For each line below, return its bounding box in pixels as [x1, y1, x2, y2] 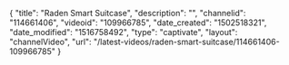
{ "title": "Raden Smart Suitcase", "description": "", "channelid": [9, 8, 246, 18]
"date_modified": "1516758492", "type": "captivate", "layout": [9, 27, 238, 37]
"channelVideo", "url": [9, 36, 93, 47]
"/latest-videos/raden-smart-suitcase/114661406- [94, 36, 280, 47]
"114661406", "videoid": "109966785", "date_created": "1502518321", [9, 17, 267, 28]
